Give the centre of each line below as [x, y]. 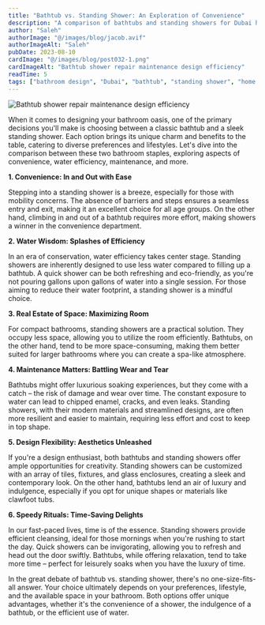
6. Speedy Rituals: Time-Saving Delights [76, 514]
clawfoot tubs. [32, 499]
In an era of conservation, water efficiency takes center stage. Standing [125, 256]
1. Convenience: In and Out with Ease [70, 177]
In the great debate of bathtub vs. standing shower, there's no [109, 578]
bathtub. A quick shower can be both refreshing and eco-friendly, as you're [131, 273]
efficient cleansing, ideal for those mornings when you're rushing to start [127, 538]
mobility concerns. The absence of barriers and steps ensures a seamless [129, 200]
